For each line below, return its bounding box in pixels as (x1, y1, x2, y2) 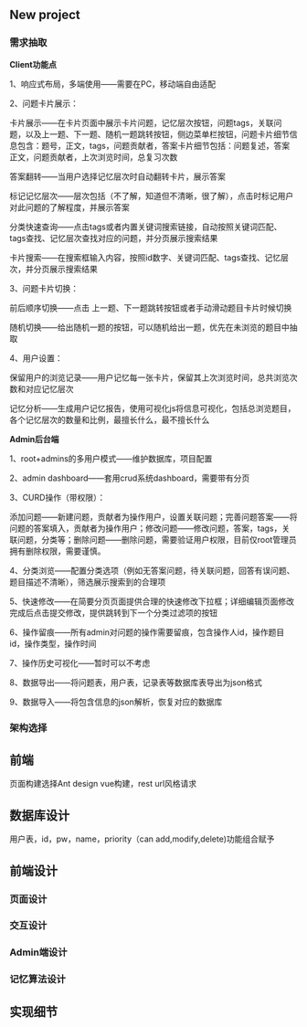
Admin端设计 (9, 946, 68, 958)
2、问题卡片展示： (9, 98, 79, 109)
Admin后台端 (9, 433, 59, 444)
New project (9, 7, 80, 23)
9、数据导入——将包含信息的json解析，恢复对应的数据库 (9, 696, 223, 707)
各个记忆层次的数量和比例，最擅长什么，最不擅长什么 (9, 414, 210, 425)
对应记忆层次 (25, 383, 74, 394)
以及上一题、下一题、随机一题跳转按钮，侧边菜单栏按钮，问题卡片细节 (25, 128, 290, 140)
